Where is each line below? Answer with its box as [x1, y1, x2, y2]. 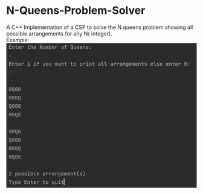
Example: [6, 36, 30, 43]
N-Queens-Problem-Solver [6, 4, 146, 17]
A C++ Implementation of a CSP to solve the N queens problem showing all [6, 23, 193, 31]
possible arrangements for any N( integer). [6, 30, 113, 37]
